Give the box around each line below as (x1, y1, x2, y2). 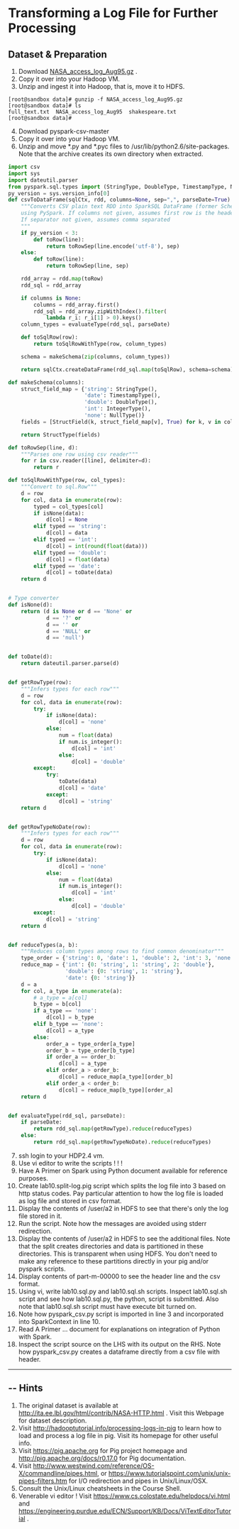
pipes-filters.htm (18, 1476, 67, 1485)
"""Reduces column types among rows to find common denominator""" (21, 948, 224, 955)
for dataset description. (18, 1416, 87, 1425)
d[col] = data (45, 530, 88, 537)
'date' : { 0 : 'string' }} (65, 974, 135, 981)
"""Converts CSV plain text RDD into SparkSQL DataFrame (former (21, 203, 218, 210)
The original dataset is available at (18, 1401, 119, 1410)
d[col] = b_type (45, 1014, 94, 1021)
